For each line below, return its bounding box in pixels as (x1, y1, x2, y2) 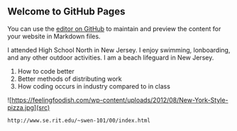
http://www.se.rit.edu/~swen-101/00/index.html (7, 117, 151, 124)
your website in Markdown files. (7, 32, 101, 40)
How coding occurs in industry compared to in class (17, 81, 170, 91)
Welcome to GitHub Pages (7, 6, 126, 18)
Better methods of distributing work (17, 74, 122, 83)
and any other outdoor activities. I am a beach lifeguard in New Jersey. (7, 53, 214, 62)
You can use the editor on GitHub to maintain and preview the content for (7, 24, 221, 33)
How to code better (17, 67, 75, 75)
